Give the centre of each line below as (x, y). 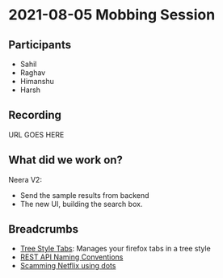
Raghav (33, 73)
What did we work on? (66, 160)
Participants (40, 45)
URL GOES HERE (36, 134)
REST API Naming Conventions (72, 257)
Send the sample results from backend (84, 195)
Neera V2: (25, 179)
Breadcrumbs (44, 229)
